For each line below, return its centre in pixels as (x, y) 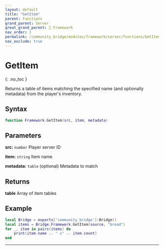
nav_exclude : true (24, 42)
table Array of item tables (31, 193)
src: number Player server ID (33, 147)
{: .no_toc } (16, 79)
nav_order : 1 (18, 32)
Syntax (16, 109)
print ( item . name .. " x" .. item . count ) (55, 233)
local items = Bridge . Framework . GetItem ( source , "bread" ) (65, 224)
